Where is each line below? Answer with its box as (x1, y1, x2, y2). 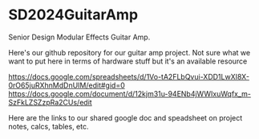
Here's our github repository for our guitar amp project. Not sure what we (8, 47, 251, 57)
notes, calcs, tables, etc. (8, 121, 90, 131)
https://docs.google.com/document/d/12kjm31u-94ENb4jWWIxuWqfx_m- (8, 88, 251, 98)
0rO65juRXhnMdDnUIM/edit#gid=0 (8, 80, 126, 90)
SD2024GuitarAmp (8, 6, 139, 24)
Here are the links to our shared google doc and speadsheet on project (8, 112, 243, 122)
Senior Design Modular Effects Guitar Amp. (8, 32, 151, 42)
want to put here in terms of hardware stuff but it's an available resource (8, 56, 248, 66)
